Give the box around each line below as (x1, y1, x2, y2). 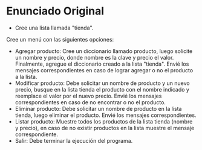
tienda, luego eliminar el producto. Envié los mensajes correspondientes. (15, 111, 197, 119)
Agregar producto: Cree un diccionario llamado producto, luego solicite (15, 47, 193, 55)
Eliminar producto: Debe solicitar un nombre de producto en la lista (15, 105, 182, 112)
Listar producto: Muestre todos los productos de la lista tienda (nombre (15, 117, 193, 125)
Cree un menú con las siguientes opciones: (6, 36, 114, 43)
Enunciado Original (6, 4, 105, 18)
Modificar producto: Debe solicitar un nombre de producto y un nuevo (15, 80, 190, 87)
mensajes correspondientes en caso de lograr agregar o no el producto (15, 66, 194, 73)
